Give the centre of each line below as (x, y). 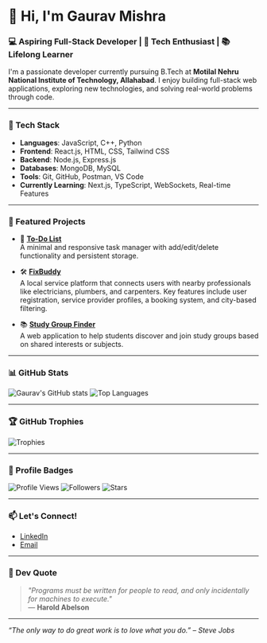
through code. (31, 97)
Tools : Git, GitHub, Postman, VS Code (82, 176)
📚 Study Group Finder (58, 325)
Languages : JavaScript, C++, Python (81, 142)
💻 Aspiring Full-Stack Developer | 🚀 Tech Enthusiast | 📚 (119, 41)
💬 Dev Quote (33, 573)
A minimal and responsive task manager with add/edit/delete (119, 247)
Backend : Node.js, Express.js (68, 159)
